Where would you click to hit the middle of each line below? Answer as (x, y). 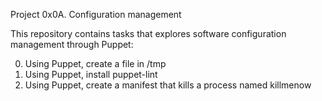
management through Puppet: (72, 44)
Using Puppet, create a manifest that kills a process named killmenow (168, 85)
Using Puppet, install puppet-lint (91, 74)
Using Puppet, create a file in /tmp (95, 63)
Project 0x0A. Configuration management (96, 14)
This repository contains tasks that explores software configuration (148, 33)
